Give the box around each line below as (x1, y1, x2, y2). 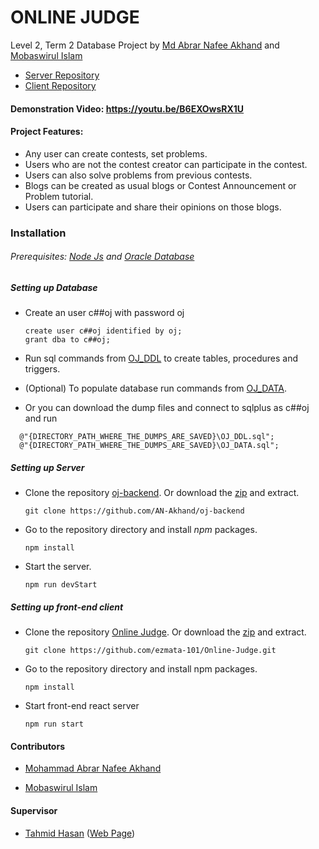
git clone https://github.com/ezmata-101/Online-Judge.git (24, 646, 277, 656)
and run (24, 412, 58, 425)
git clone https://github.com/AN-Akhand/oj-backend (24, 506, 245, 516)
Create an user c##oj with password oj (24, 307, 185, 319)
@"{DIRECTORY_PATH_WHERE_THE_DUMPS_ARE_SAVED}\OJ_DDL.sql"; (19, 432, 275, 442)
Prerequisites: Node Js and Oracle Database (10, 251, 195, 263)
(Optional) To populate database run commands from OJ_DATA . (24, 382, 288, 395)
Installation (10, 226, 67, 240)
